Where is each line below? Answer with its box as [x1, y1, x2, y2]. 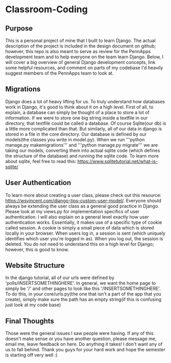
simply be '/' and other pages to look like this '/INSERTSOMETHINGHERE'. [5, 285, 161, 292]
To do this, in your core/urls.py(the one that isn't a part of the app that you [5, 291, 162, 297]
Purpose [5, 24, 33, 33]
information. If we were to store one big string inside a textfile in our [5, 115, 148, 121]
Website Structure [5, 261, 65, 270]
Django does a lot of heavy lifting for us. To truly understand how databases [5, 98, 165, 104]
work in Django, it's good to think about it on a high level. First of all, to [5, 104, 154, 110]
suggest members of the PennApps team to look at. [5, 70, 114, 76]
